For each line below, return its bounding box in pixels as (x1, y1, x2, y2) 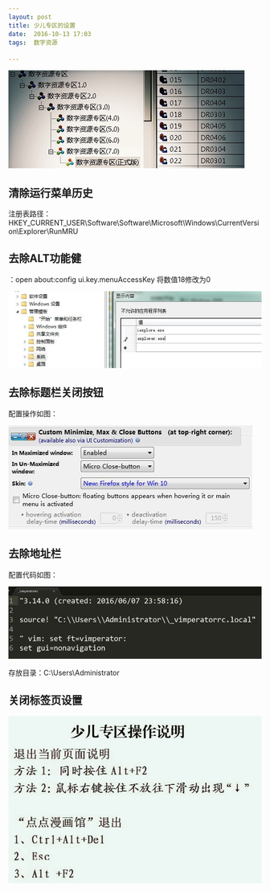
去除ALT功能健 (8, 251, 82, 265)
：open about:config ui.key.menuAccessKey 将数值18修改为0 (8, 274, 211, 284)
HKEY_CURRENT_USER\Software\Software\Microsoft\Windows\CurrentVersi (8, 218, 260, 227)
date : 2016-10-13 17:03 (8, 30, 92, 38)
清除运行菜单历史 (8, 186, 93, 200)
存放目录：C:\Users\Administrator (8, 668, 121, 677)
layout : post (8, 13, 52, 21)
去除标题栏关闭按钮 (8, 386, 104, 399)
